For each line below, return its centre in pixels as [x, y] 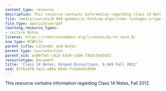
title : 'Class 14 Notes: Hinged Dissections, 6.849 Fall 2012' [72, 64]
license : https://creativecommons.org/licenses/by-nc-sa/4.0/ [70, 37]
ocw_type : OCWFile [24, 42]
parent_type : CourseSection [34, 51]
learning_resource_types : [32, 28]
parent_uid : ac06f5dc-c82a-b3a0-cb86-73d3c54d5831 [58, 55]
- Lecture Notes [22, 32]
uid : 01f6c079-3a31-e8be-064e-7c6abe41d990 [51, 69]
